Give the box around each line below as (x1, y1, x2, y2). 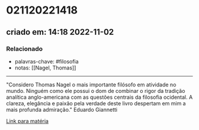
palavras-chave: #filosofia (14, 58, 79, 65)
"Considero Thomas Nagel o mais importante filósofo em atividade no (6, 81, 176, 88)
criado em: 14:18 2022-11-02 (6, 27, 114, 37)
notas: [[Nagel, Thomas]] (14, 64, 76, 71)
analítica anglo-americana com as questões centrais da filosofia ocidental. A (6, 94, 193, 101)
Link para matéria (6, 117, 49, 124)
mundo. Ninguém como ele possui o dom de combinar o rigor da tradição (6, 87, 185, 94)
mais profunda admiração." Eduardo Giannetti (6, 106, 117, 113)
